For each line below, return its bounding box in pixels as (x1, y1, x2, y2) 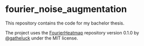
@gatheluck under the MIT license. (5, 35, 78, 41)
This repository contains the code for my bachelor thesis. (5, 20, 125, 26)
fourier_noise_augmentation (5, 3, 127, 15)
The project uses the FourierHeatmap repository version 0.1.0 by (5, 29, 139, 35)
